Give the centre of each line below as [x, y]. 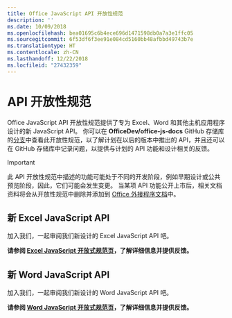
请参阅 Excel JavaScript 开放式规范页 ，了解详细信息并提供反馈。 [100, 251]
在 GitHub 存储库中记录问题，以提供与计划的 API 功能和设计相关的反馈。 [110, 148]
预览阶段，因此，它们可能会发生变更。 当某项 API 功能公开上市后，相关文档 [115, 185]
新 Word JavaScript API [59, 275]
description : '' [30, 20]
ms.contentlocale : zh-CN [43, 53]
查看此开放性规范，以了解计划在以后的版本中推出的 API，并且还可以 [128, 140]
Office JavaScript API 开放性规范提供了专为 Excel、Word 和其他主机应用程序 [116, 122]
